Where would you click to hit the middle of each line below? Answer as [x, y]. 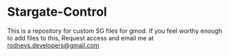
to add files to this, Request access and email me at [81, 38]
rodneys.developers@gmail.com [53, 45]
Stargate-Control [57, 12]
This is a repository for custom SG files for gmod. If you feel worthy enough [115, 31]
